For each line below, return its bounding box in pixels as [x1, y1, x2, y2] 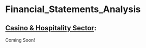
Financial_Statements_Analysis [5, 4, 141, 15]
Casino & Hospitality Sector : [5, 24, 97, 32]
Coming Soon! [5, 37, 36, 43]
